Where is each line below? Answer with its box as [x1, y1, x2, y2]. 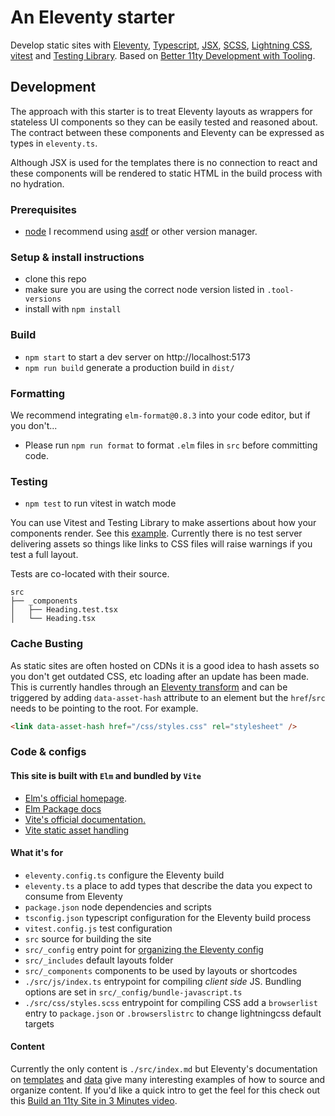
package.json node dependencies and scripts [24, 901, 212, 913]
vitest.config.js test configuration [24, 922, 173, 934]
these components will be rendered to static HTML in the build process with [10, 167, 323, 179]
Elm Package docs [24, 802, 102, 815]
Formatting [10, 386, 66, 400]
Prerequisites [10, 202, 77, 216]
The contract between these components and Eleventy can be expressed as [10, 126, 325, 138]
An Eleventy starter [10, 6, 175, 29]
